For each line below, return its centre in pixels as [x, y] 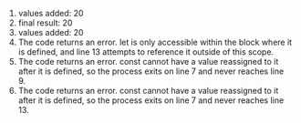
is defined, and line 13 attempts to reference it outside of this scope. [146, 52]
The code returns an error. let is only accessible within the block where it [155, 42]
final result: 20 [45, 23]
